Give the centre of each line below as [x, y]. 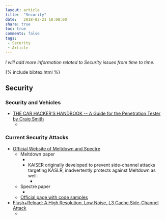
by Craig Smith [28, 119]
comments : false [22, 34]
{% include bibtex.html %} [33, 72]
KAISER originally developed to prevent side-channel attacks [91, 165]
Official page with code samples [54, 197]
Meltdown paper [37, 154]
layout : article [22, 10]
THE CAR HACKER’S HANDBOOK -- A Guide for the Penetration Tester [87, 114]
